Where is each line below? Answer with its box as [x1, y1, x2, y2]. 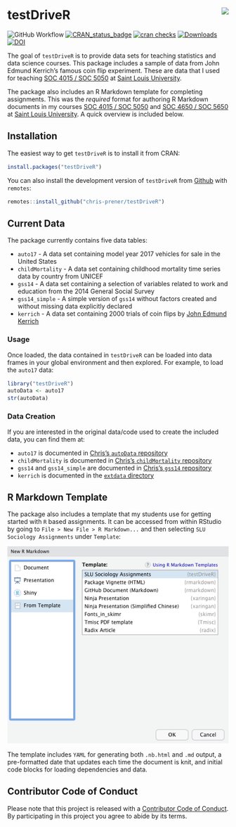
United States [17, 257, 58, 266]
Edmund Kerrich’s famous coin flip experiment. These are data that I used [7, 66, 220, 75]
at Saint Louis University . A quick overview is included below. [7, 110, 185, 118]
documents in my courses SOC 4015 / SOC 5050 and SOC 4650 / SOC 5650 [7, 102, 228, 110]
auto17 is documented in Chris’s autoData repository [17, 449, 169, 457]
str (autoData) [7, 395, 49, 402]
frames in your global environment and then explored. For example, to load [7, 358, 223, 366]
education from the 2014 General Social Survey [17, 287, 155, 295]
